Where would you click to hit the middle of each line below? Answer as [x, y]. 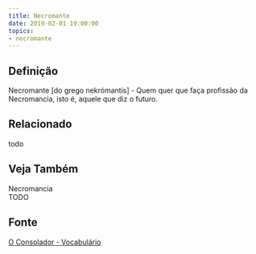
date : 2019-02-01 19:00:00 [54, 23]
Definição [33, 71]
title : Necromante [39, 16]
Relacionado [40, 125]
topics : [21, 31]
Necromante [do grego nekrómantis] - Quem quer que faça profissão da [128, 90]
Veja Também [43, 169]
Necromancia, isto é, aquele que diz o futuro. [83, 99]
